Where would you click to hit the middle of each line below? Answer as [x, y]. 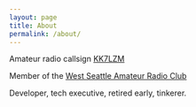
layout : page [33, 17]
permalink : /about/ [45, 34]
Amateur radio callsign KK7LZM [67, 59]
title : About [33, 26]
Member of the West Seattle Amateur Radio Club [98, 76]
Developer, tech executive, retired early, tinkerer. [98, 93]
